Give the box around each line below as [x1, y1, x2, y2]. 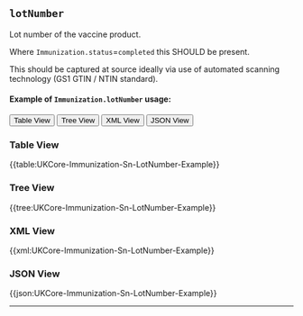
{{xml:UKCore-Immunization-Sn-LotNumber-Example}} [9, 245, 215, 256]
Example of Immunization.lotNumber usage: [9, 94, 171, 104]
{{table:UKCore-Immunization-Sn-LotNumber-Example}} [9, 159, 220, 170]
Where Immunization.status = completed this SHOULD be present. [9, 46, 250, 57]
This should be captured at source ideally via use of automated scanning [9, 63, 280, 75]
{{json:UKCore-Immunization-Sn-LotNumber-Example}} [9, 288, 217, 299]
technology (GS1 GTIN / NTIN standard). [9, 73, 159, 84]
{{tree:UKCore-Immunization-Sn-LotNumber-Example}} [9, 202, 216, 212]
